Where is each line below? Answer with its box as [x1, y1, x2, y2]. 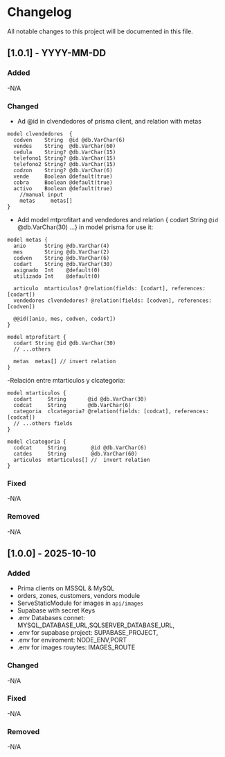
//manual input [19, 191, 64, 198]
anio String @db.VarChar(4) [13, 242, 110, 249]
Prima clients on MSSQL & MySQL [17, 584, 115, 592]
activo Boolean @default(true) [13, 185, 113, 192]
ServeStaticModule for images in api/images [17, 599, 144, 608]
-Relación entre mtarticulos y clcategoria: [7, 376, 125, 384]
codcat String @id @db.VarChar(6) [13, 444, 147, 451]
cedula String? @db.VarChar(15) [13, 149, 116, 156]
